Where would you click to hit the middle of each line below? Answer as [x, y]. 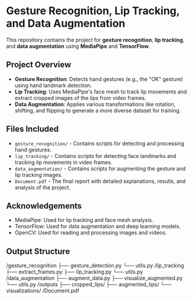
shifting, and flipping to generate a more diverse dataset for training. [98, 110]
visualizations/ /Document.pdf [43, 291]
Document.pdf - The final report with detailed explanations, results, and [100, 181]
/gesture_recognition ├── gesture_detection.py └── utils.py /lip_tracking [95, 266]
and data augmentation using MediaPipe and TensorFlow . [78, 46]
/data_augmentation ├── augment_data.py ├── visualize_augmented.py [94, 278]
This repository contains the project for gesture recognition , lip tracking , [95, 40]
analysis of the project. [42, 187]
